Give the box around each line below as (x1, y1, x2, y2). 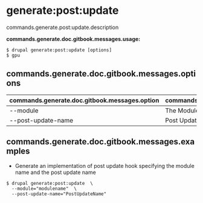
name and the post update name (14, 169, 97, 176)
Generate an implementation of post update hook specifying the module (14, 162, 195, 169)
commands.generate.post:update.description (6, 24, 119, 31)
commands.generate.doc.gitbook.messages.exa (6, 137, 195, 147)
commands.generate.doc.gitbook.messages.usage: (6, 35, 141, 42)
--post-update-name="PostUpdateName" (11, 191, 107, 197)
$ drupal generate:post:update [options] (6, 47, 112, 53)
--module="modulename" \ (11, 185, 77, 192)
